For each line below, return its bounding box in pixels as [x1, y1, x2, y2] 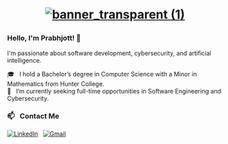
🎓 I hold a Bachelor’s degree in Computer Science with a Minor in [7, 70, 197, 78]
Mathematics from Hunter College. [7, 79, 105, 88]
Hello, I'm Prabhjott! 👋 [7, 33, 81, 43]
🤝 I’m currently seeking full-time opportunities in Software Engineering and [7, 87, 221, 95]
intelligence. [7, 56, 42, 64]
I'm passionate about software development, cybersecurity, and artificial [7, 48, 212, 57]
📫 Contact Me [7, 111, 60, 121]
